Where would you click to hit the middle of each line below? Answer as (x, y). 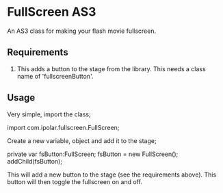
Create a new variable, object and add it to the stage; (82, 140)
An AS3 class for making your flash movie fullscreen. (81, 31)
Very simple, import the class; (49, 114)
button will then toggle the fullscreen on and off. (75, 181)
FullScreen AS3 (52, 12)
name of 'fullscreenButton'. (55, 76)
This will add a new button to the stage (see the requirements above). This (112, 175)
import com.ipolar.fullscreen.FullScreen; (63, 127)
